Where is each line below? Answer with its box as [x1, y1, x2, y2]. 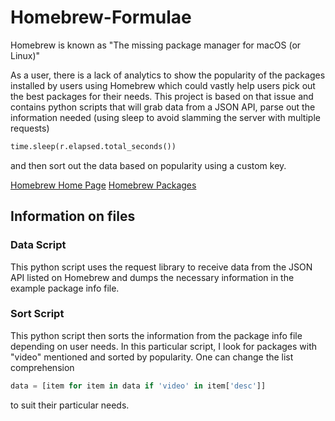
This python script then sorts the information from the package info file [10, 329, 303, 341]
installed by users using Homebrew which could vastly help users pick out [10, 79, 316, 91]
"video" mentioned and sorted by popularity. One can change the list [10, 351, 294, 363]
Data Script [10, 238, 67, 252]
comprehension [10, 361, 75, 373]
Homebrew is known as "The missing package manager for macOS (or [10, 39, 302, 51]
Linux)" [10, 49, 41, 61]
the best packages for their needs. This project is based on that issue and [10, 90, 314, 102]
